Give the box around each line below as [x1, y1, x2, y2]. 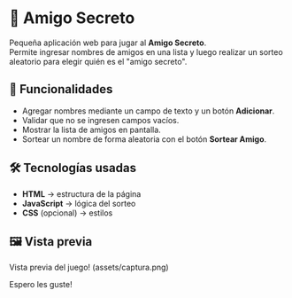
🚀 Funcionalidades [9, 82, 113, 97]
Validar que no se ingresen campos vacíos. [21, 114, 180, 125]
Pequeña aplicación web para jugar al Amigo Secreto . [9, 37, 207, 48]
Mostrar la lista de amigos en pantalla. [21, 124, 161, 135]
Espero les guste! [9, 279, 73, 290]
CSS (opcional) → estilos [21, 208, 113, 218]
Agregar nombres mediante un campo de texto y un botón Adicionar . [21, 106, 275, 116]
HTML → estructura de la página [21, 188, 142, 199]
